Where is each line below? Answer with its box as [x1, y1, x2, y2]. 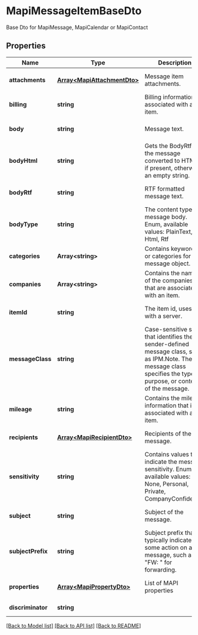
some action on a [144, 543, 193, 552]
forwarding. [144, 565, 177, 573]
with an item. [144, 291, 180, 299]
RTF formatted [144, 185, 185, 193]
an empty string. [144, 171, 190, 179]
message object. [144, 259, 190, 267]
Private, [144, 487, 166, 495]
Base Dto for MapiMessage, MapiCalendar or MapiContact [6, 24, 148, 31]
